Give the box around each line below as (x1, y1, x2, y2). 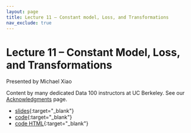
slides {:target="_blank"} (14, 107, 74, 115)
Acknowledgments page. (6, 96, 67, 103)
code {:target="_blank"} (14, 114, 73, 121)
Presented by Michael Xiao (6, 78, 73, 85)
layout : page (6, 8, 39, 15)
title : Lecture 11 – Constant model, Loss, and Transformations (6, 14, 169, 20)
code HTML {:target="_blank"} (14, 120, 89, 127)
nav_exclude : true (6, 20, 52, 26)
